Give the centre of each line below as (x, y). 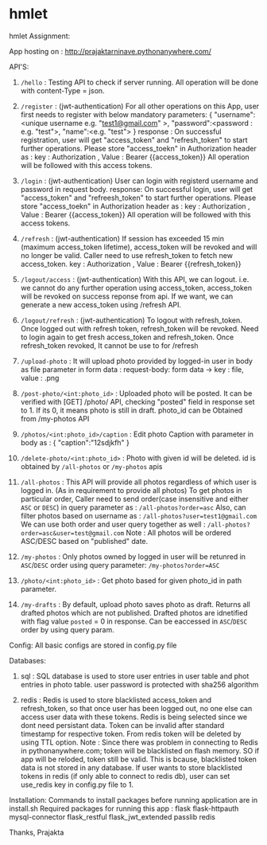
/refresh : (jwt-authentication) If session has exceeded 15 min (122, 238)
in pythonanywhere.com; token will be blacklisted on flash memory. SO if (140, 750)
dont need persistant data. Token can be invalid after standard (122, 725)
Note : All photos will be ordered (178, 532)
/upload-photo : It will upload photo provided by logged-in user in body (137, 361)
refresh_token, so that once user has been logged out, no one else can (136, 708)
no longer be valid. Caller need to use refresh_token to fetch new (127, 255)
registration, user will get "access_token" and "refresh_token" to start (134, 139)
